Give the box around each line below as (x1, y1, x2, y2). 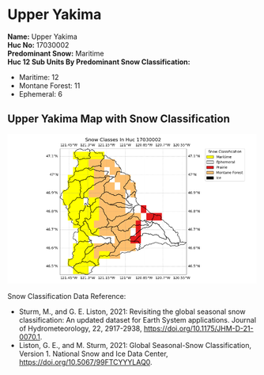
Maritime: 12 (18, 72, 59, 82)
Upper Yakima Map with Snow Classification (7, 113, 230, 126)
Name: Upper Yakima (7, 32, 78, 41)
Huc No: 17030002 (7, 40, 70, 49)
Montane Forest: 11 (18, 81, 81, 90)
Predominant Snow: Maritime (7, 48, 104, 58)
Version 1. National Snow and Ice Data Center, (18, 349, 168, 358)
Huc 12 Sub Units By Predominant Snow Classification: (7, 57, 190, 67)
